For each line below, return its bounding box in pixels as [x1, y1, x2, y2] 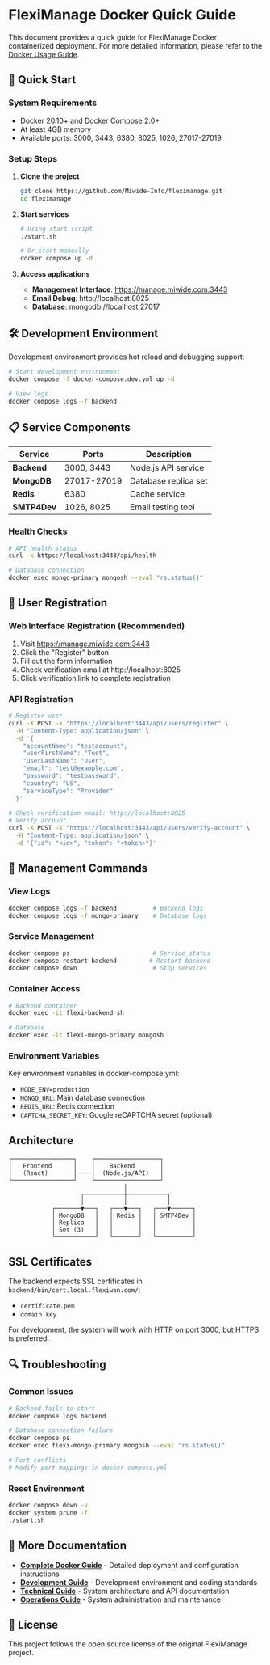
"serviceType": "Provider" [23, 787, 114, 795]
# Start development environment [8, 367, 121, 375]
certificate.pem [19, 1302, 75, 1311]
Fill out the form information [19, 656, 113, 666]
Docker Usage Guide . [8, 49, 80, 59]
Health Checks [8, 526, 68, 537]
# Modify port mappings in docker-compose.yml [8, 1464, 168, 1472]
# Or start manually [19, 247, 89, 256]
